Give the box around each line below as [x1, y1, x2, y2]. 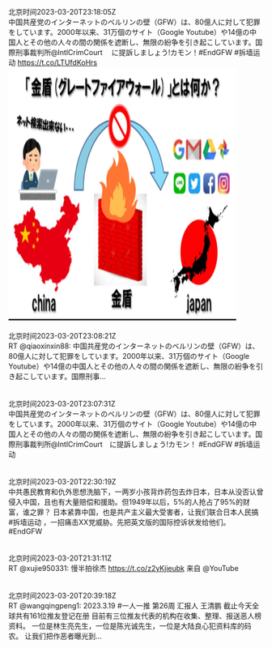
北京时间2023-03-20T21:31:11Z [8, 553, 112, 563]
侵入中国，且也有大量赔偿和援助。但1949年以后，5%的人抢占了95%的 [8, 497, 243, 506]
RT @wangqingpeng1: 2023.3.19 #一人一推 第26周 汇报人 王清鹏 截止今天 [8, 601, 253, 610]
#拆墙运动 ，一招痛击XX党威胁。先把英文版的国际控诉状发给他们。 [8, 518, 231, 526]
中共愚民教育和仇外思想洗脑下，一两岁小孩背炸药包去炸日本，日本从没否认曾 [8, 487, 264, 497]
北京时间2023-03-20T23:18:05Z [8, 7, 117, 16]
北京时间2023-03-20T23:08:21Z [8, 331, 117, 340]
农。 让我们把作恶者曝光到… [8, 631, 103, 641]
